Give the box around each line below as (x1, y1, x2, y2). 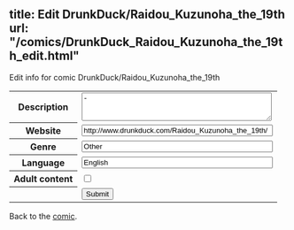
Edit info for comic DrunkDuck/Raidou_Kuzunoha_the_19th (9, 72, 220, 82)
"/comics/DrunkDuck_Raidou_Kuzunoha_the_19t (9, 34, 283, 50)
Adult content (13, 172, 73, 185)
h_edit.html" (9, 49, 80, 64)
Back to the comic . (9, 211, 78, 221)
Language (21, 157, 65, 169)
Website (25, 125, 62, 137)
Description (18, 101, 69, 113)
